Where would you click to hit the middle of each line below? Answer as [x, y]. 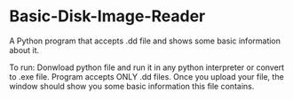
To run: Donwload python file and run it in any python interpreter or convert [147, 67]
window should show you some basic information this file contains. [132, 86]
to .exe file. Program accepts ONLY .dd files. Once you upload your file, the [146, 76]
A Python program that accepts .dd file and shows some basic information [145, 41]
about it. [24, 50]
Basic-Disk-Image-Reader [107, 16]
